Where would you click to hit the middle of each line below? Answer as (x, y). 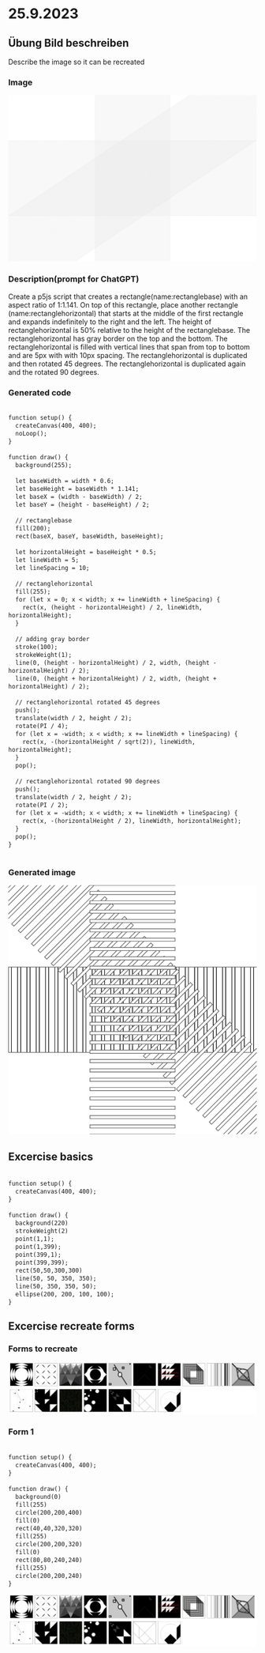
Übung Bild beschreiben (69, 43)
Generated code (40, 392)
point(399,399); (42, 1262)
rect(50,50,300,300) (49, 1270)
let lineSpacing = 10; (52, 568)
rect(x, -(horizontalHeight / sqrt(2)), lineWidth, (109, 742)
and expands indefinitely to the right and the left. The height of (110, 322)
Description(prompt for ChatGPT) (74, 279)
